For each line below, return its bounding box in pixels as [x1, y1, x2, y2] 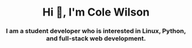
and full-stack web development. [46, 34, 146, 43]
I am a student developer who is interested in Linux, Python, [5, 27, 187, 35]
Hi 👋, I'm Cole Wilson [42, 5, 150, 19]
